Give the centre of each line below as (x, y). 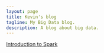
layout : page (22, 11)
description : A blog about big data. (53, 28)
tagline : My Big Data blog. (41, 22)
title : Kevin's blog (32, 17)
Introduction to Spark (32, 44)
